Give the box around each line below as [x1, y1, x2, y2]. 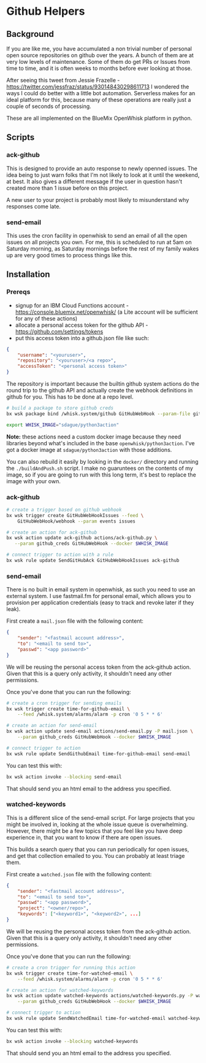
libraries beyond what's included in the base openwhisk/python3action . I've [6, 439, 195, 446]
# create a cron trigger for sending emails [6, 700, 122, 706]
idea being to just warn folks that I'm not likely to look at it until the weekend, [6, 171, 200, 179]
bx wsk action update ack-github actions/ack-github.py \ [6, 535, 158, 541]
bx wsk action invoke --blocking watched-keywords [6, 1038, 139, 1045]
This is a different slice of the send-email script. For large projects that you [6, 814, 195, 821]
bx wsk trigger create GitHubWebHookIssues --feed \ [6, 512, 144, 518]
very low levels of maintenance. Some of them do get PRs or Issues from [6, 58, 190, 65]
